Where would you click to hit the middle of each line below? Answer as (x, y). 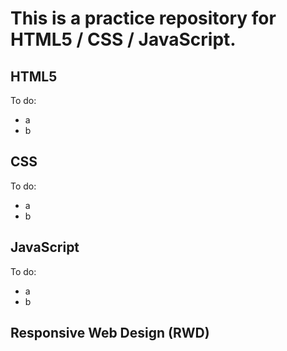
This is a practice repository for (143, 18)
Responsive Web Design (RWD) (110, 333)
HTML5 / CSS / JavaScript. (123, 39)
